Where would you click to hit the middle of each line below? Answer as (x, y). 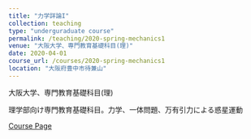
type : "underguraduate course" (61, 31)
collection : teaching (45, 23)
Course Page (30, 125)
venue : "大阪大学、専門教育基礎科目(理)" (71, 46)
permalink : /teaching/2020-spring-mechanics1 (87, 38)
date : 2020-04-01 (38, 53)
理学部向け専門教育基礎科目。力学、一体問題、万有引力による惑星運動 (126, 109)
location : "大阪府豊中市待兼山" (58, 69)
